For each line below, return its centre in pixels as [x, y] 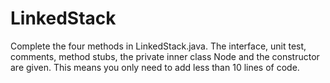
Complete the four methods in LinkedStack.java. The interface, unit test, [158, 46]
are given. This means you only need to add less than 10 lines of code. [155, 67]
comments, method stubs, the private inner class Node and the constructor [165, 56]
